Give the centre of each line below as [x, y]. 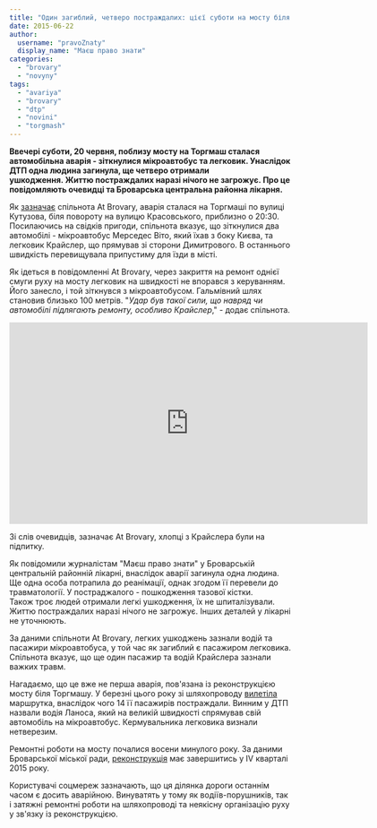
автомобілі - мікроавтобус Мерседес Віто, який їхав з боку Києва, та [141, 235]
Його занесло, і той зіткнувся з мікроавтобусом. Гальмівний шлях [136, 291]
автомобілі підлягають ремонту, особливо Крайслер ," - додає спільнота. [150, 310]
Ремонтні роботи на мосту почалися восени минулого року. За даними [146, 749]
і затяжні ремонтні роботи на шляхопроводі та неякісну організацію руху [150, 804]
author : [24, 34]
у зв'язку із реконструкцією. [64, 814]
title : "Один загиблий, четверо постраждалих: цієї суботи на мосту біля [150, 17]
